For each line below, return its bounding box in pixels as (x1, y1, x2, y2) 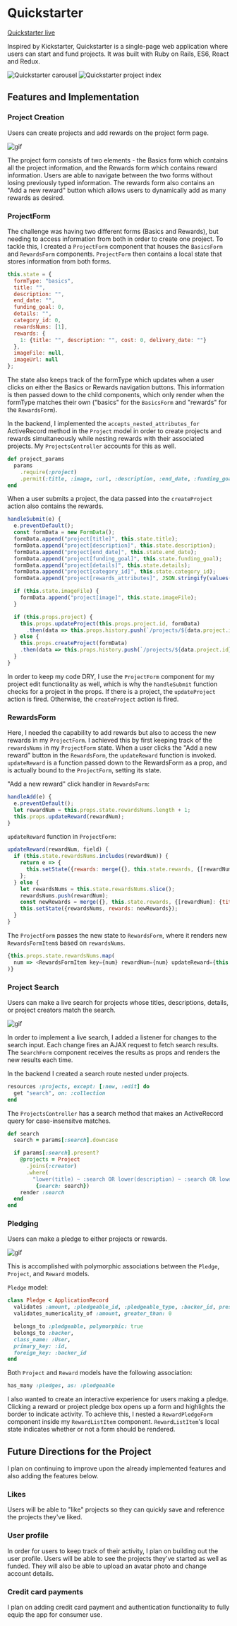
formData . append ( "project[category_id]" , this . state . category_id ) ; (13, 568, 217, 575)
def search (7, 1130, 39, 1137)
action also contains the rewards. (7, 502, 104, 510)
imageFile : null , (13, 350, 65, 357)
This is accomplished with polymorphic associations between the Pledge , (7, 1262, 220, 1271)
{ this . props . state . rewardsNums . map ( (7, 952, 115, 959)
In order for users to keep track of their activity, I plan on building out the (7, 1546, 219, 1555)
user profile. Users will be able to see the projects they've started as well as (7, 1554, 228, 1562)
